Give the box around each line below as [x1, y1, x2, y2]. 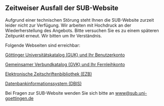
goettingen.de [5, 95, 34, 101]
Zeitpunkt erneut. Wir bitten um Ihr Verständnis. [5, 33, 102, 38]
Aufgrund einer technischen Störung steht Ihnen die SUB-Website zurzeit [5, 17, 154, 23]
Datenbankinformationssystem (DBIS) [5, 80, 82, 86]
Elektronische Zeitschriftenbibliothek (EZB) [5, 71, 92, 77]
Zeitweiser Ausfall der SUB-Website [5, 4, 119, 12]
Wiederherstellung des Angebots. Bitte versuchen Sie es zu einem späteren [5, 27, 159, 34]
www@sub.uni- [115, 90, 147, 96]
